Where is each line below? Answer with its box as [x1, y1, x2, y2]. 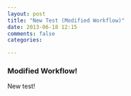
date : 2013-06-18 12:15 [7, 23, 78, 30]
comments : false [7, 30, 55, 37]
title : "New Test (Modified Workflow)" [7, 17, 125, 24]
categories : [7, 37, 42, 44]
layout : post [7, 10, 46, 18]
